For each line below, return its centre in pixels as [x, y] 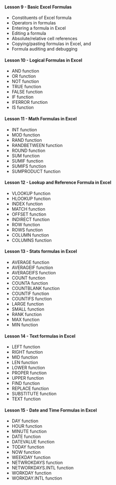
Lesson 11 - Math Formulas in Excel [41, 119]
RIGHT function [27, 352]
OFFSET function [29, 214]
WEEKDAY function [31, 458]
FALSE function [27, 92]
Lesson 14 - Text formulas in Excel [40, 336]
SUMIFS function [29, 166]
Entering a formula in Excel [39, 28]
